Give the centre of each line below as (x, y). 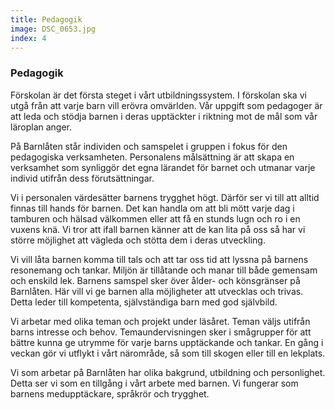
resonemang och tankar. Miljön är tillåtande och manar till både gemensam (164, 270)
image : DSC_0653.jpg (53, 29)
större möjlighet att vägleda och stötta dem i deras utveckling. (138, 240)
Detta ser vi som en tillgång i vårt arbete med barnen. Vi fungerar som (154, 383)
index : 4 (28, 38)
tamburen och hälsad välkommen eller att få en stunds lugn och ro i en (155, 218)
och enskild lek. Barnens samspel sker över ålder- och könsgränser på (155, 280)
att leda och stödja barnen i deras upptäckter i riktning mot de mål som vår (164, 116)
